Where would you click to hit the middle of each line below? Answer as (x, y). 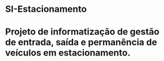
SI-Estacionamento (46, 9)
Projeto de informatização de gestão (82, 32)
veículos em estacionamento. (68, 53)
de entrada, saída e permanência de (81, 42)
